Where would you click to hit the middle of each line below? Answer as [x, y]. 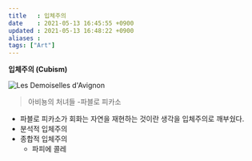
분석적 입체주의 [44, 129]
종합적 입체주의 [44, 139]
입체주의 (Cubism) [38, 70]
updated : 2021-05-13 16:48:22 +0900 [71, 30]
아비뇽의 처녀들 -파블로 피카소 [74, 102]
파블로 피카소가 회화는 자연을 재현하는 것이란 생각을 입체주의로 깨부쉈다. [132, 119]
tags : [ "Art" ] [32, 46]
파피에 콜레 [49, 149]
